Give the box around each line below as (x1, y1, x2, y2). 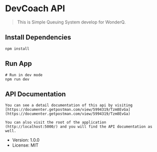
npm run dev (5, 77, 29, 82)
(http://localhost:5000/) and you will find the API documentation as (5, 124, 153, 130)
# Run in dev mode (5, 72, 43, 77)
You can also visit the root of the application (5, 120, 106, 125)
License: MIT (12, 142, 39, 148)
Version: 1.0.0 (12, 137, 40, 143)
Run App (5, 60, 32, 68)
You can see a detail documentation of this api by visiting (5, 103, 133, 108)
